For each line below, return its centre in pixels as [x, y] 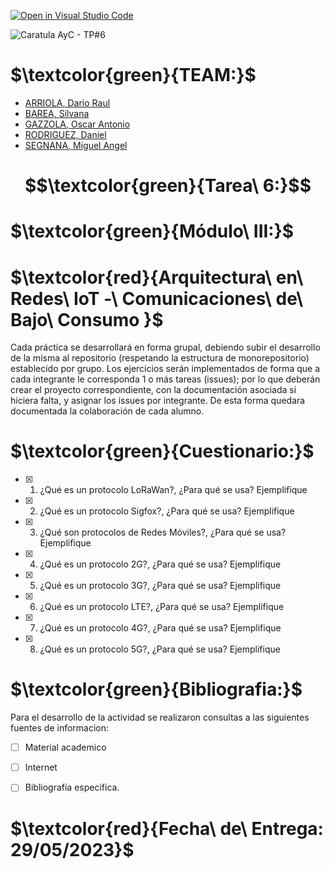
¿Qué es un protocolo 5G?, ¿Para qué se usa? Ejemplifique [160, 649]
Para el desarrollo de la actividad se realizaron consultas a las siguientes [160, 717]
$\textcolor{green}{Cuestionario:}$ [162, 451]
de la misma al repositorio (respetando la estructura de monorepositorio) [160, 358]
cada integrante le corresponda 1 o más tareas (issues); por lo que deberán [165, 379]
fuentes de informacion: [60, 728]
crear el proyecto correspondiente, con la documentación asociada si [153, 390]
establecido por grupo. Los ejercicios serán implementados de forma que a [165, 369]
